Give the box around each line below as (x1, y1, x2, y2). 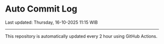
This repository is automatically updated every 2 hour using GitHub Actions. (5, 33, 158, 39)
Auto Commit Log (5, 3, 78, 15)
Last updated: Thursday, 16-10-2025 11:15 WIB (5, 19, 98, 25)
